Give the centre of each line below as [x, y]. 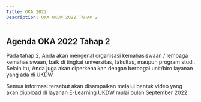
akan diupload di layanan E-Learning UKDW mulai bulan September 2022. [97, 92]
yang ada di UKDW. [30, 75]
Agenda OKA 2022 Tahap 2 [58, 41]
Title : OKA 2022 [26, 12]
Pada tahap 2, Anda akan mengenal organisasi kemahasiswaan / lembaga [97, 56]
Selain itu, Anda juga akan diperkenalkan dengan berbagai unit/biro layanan [100, 69]
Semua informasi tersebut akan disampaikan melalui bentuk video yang [94, 86]
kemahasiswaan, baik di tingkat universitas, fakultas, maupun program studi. [101, 62]
